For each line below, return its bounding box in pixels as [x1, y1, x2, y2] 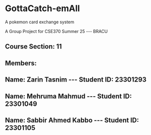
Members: [5, 59, 37, 67]
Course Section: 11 [5, 42, 62, 51]
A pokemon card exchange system [5, 19, 75, 25]
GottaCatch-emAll [5, 3, 80, 14]
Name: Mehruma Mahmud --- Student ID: [5, 92, 132, 100]
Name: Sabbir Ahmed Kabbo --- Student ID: [5, 116, 139, 124]
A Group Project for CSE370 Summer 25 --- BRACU [5, 28, 108, 34]
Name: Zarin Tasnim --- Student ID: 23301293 [5, 76, 147, 84]
